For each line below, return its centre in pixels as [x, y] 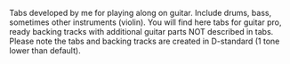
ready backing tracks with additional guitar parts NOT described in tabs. [141, 32]
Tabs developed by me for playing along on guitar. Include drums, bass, [141, 13]
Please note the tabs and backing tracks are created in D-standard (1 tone [145, 41]
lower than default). [45, 51]
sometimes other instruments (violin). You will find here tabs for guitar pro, [145, 22]
